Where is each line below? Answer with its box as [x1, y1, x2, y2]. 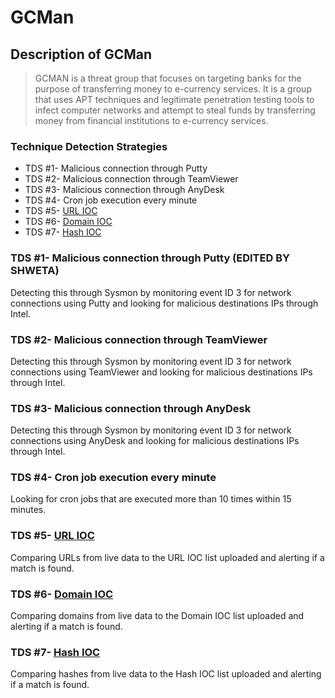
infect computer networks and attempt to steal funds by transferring [34, 104, 316, 116]
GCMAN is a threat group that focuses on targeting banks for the [34, 72, 302, 84]
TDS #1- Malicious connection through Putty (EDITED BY [10, 251, 290, 265]
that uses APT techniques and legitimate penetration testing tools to [34, 94, 315, 105]
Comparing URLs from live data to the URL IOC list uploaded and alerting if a [10, 551, 325, 563]
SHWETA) [10, 264, 60, 278]
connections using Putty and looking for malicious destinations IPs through [10, 297, 319, 309]
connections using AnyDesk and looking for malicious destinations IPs [10, 435, 300, 447]
